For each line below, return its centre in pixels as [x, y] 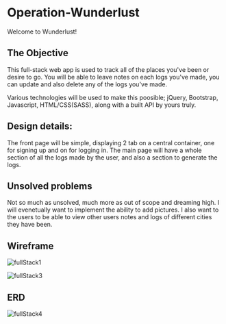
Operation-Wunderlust [74, 13]
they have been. [30, 225]
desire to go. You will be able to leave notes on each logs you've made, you [113, 77]
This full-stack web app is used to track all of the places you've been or [108, 69]
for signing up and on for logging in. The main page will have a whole [104, 150]
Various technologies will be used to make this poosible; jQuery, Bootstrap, [113, 97]
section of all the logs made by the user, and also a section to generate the [112, 157]
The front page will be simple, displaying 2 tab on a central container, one [111, 142]
